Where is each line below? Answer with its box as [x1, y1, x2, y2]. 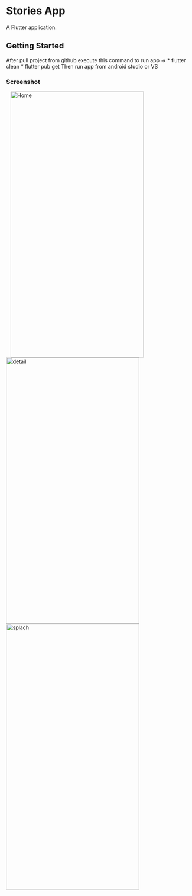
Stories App [6, 4, 66, 18]
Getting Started [6, 41, 64, 51]
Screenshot [6, 77, 40, 86]
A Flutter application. [6, 24, 57, 31]
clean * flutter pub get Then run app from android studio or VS [6, 63, 158, 70]
